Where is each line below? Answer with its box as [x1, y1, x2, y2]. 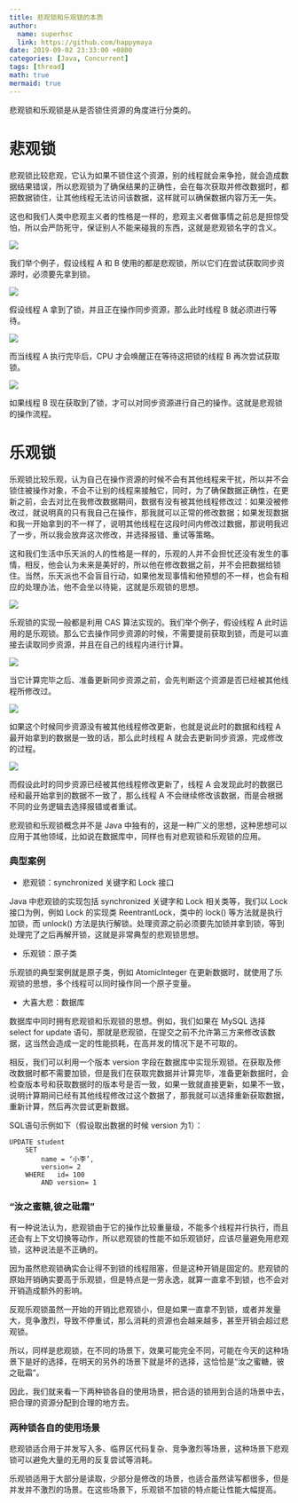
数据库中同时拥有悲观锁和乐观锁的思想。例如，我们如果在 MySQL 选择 [9, 1015, 266, 1026]
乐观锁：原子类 [21, 948, 77, 958]
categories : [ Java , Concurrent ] [9, 54, 129, 63]
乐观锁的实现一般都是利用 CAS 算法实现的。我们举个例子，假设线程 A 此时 [9, 617, 281, 627]
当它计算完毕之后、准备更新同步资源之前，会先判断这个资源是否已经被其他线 [9, 674, 289, 685]
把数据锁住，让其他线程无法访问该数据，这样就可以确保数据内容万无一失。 [9, 192, 281, 202]
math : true [9, 71, 50, 80]
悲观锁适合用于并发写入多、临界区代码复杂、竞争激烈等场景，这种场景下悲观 [9, 1444, 289, 1454]
